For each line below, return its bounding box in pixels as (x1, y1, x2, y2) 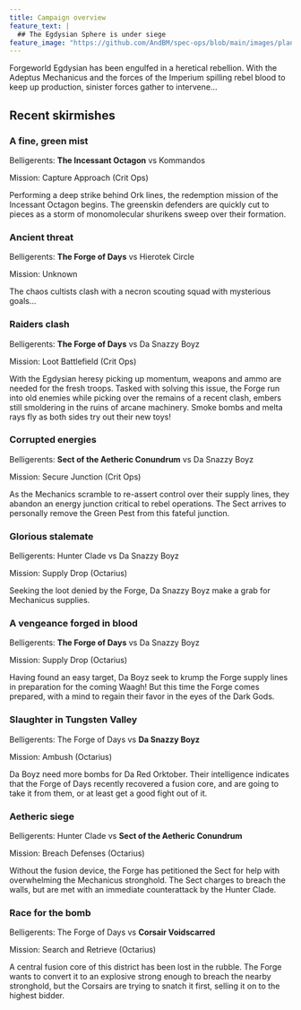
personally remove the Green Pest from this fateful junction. (9, 507, 230, 518)
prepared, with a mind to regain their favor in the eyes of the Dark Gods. (9, 691, 275, 702)
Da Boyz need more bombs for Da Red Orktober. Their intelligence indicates (9, 768, 289, 780)
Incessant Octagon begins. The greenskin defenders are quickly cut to (9, 199, 270, 210)
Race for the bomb (9, 906, 91, 919)
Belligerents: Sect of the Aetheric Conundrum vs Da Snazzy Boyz (9, 453, 254, 464)
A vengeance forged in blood (9, 617, 139, 630)
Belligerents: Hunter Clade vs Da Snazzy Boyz (9, 550, 179, 561)
